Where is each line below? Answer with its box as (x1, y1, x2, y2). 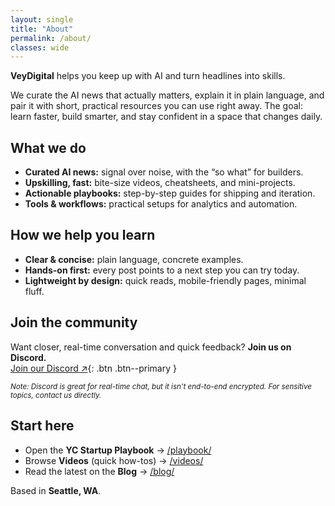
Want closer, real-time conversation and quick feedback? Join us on (10, 341, 292, 353)
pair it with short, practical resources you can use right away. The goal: (10, 100, 303, 112)
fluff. (24, 285, 45, 297)
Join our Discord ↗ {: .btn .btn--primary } (10, 362, 177, 374)
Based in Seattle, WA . (10, 484, 102, 496)
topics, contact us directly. (10, 390, 102, 400)
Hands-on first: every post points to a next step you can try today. (24, 264, 300, 276)
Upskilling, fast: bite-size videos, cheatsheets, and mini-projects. (24, 177, 296, 189)
